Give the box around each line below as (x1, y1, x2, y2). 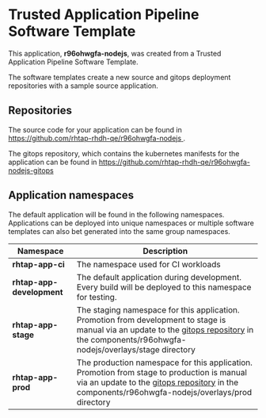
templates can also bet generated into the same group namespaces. (8, 226, 231, 236)
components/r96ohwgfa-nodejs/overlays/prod (76, 386, 253, 397)
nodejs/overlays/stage (76, 343, 160, 355)
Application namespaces (8, 189, 135, 202)
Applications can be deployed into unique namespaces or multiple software (8, 218, 255, 228)
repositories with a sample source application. (8, 81, 158, 90)
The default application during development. (76, 271, 241, 282)
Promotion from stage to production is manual (76, 366, 248, 378)
